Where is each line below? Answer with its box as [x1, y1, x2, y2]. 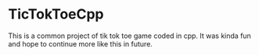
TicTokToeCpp [8, 5, 104, 23]
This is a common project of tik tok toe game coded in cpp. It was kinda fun [8, 31, 252, 40]
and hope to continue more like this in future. [8, 39, 153, 48]
